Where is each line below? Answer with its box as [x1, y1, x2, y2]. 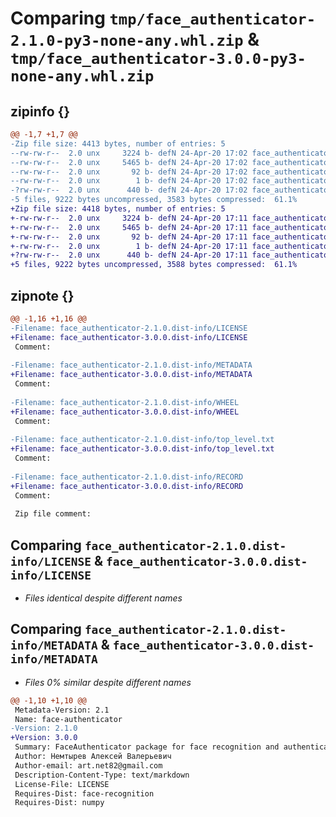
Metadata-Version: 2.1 [14, 705, 110, 715]
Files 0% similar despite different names [24, 676, 192, 688]
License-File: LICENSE [14, 779, 110, 789]
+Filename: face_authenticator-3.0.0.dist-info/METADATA [10, 370, 253, 380]
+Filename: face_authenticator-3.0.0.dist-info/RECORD [10, 481, 244, 491]
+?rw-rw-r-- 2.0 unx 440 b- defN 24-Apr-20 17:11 [10, 250, 248, 261]
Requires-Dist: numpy [14, 798, 105, 808]
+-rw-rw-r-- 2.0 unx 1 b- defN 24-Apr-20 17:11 [10, 241, 248, 251]
